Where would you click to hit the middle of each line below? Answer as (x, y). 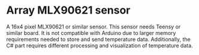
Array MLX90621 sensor (68, 10)
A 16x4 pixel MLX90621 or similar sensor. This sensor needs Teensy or (94, 27)
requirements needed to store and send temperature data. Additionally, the (98, 39)
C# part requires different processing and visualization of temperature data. (99, 46)
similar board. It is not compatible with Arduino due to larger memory (91, 33)
